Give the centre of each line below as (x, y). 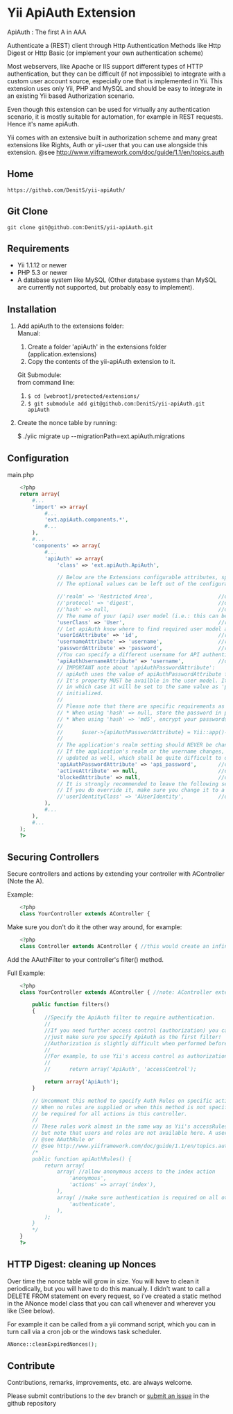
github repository (32, 1404)
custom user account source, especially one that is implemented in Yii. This (115, 81)
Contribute (31, 1366)
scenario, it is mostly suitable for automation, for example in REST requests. (115, 117)
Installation (32, 309)
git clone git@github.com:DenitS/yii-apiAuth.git (80, 227)
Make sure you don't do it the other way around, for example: (95, 927)
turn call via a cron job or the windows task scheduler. (84, 1331)
